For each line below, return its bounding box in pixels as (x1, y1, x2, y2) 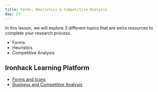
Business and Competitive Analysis (12, 82, 83, 88)
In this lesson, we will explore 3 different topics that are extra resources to (5, 25, 153, 31)
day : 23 (5, 12, 21, 16)
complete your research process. (5, 30, 71, 36)
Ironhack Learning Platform (5, 63, 90, 72)
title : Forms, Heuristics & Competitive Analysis (5, 7, 108, 12)
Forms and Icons (12, 77, 46, 82)
